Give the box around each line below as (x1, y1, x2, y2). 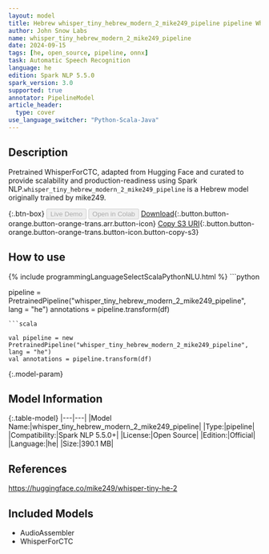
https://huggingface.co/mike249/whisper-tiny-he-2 (8, 483, 178, 493)
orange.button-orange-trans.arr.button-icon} (8, 218, 156, 228)
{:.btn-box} (8, 208, 46, 218)
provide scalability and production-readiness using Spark (8, 176, 198, 185)
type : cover (15, 109, 56, 117)
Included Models (8, 507, 94, 520)
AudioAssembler (19, 528, 74, 537)
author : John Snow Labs (8, 26, 88, 34)
